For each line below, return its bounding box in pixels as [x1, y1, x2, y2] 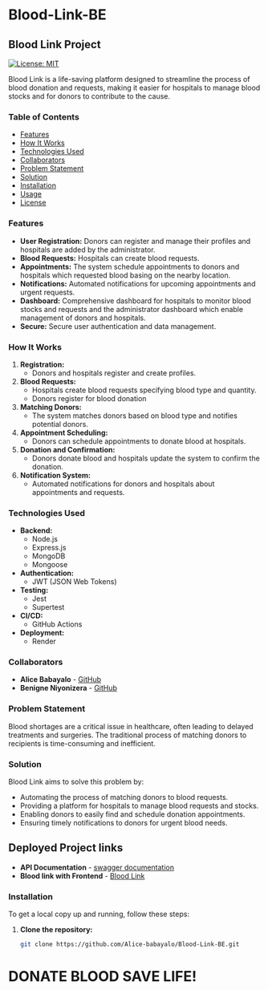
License [19, 198, 47, 208]
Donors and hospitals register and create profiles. [31, 367, 197, 378]
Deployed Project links [8, 841, 124, 855]
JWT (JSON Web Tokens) [31, 577, 118, 586]
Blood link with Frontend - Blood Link [19, 870, 145, 880]
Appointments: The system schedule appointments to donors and [19, 262, 240, 271]
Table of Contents [8, 111, 80, 122]
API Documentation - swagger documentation [19, 862, 175, 872]
